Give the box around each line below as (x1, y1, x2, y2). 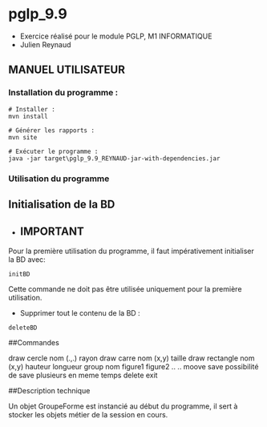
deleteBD (8, 324, 38, 332)
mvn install (8, 112, 48, 120)
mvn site (8, 133, 38, 141)
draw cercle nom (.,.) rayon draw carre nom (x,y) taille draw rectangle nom (8, 353, 255, 363)
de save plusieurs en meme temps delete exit (8, 370, 158, 380)
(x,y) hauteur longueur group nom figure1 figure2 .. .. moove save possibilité (8, 361, 259, 371)
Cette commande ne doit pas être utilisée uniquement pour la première (8, 284, 242, 293)
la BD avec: (8, 254, 46, 264)
